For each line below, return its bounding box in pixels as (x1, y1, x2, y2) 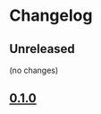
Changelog (9, 5, 93, 26)
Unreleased (9, 41, 76, 57)
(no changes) (9, 65, 59, 75)
